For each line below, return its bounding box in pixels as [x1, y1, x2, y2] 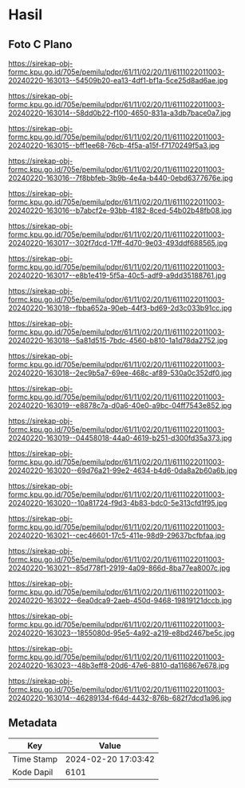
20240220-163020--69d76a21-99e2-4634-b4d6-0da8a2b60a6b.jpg [8, 466, 238, 475]
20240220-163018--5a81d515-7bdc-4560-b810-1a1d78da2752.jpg [8, 336, 228, 345]
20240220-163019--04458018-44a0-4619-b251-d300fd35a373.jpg [8, 434, 233, 442]
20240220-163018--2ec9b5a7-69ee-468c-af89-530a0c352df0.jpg [8, 368, 232, 378]
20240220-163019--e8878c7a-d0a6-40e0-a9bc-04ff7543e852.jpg [8, 401, 232, 410]
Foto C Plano [8, 38, 73, 51]
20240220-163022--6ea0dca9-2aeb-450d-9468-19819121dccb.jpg [8, 596, 232, 605]
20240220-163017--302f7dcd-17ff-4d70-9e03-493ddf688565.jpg [8, 238, 228, 247]
